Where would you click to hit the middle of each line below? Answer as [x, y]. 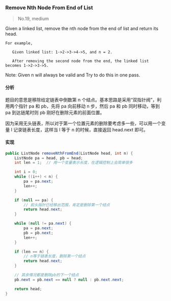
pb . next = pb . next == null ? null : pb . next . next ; [69, 280]
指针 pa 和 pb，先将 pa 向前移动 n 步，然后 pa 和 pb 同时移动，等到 [89, 106]
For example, [19, 43]
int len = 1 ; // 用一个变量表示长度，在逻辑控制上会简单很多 [74, 163]
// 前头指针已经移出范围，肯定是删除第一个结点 [67, 205]
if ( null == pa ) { [34, 200]
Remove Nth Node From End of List [49, 8]
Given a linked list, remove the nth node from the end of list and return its [82, 29]
